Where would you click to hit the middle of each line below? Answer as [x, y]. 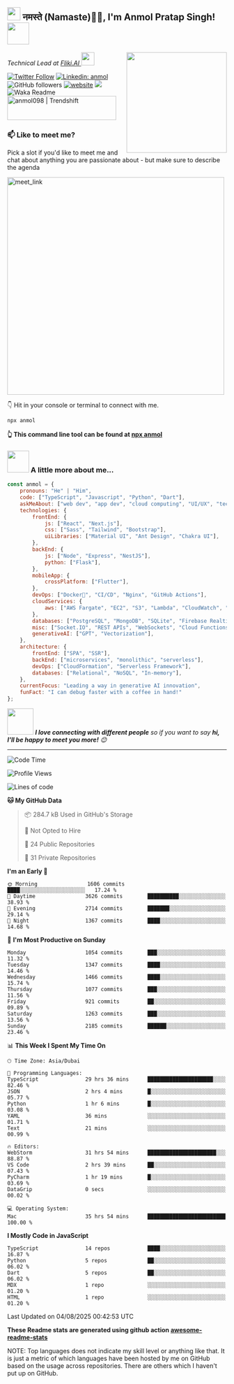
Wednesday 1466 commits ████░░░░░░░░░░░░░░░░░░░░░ [117, 977]
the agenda [24, 168]
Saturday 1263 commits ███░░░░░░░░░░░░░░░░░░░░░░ [117, 1014]
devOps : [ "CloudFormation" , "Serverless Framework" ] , [112, 666]
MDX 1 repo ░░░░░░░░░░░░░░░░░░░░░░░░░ [117, 1285]
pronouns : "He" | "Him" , [56, 491]
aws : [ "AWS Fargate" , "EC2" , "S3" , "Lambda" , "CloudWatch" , [133, 608]
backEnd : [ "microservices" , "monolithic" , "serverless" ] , [118, 660]
